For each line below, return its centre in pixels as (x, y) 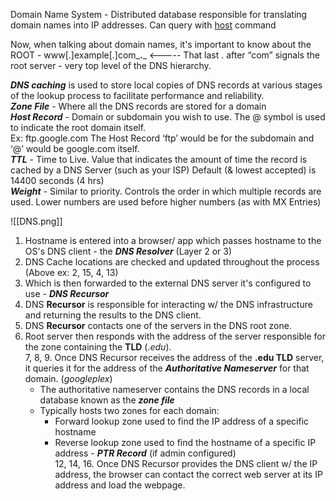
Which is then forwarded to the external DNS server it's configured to (168, 283)
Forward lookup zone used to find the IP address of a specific (182, 421)
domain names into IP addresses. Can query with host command (143, 25)
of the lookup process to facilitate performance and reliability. (137, 95)
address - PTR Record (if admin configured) (145, 453)
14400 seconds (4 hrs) (57, 180)
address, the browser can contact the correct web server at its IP (188, 474)
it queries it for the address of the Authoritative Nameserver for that (167, 368)
